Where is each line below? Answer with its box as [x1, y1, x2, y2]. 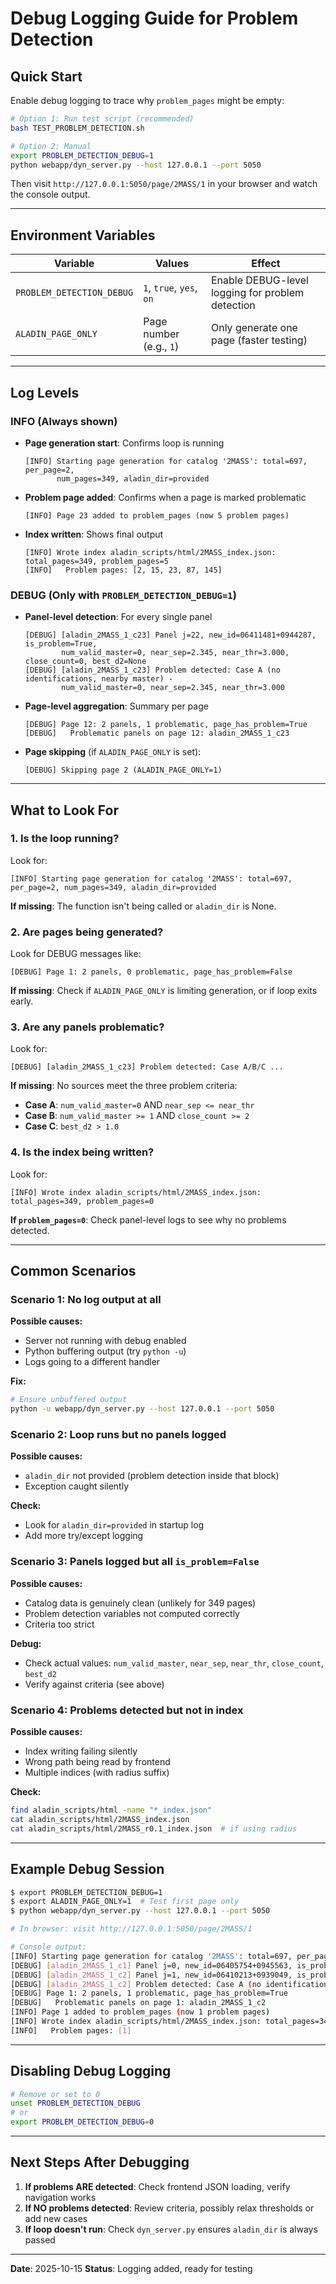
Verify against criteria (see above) [24, 1678, 165, 1690]
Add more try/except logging [24, 1530, 144, 1542]
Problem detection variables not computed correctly [24, 1607, 240, 1619]
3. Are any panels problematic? [10, 1020, 165, 1034]
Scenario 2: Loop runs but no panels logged [10, 1428, 227, 1442]
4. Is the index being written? [10, 1145, 155, 1159]
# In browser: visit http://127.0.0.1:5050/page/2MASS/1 [10, 1924, 253, 1934]
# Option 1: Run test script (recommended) [10, 114, 195, 124]
